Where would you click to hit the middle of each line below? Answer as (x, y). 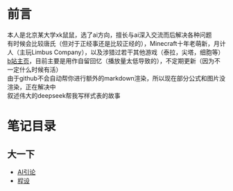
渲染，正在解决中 (32, 87)
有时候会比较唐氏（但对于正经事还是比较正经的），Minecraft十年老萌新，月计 (116, 43)
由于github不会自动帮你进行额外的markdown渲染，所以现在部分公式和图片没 (116, 78)
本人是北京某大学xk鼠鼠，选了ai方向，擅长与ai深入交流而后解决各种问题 (110, 35)
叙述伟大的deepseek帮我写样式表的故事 (64, 95)
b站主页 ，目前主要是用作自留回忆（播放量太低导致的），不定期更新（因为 (111, 60)
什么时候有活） (41, 69)
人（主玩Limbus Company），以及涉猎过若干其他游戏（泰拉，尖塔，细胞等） (116, 52)
